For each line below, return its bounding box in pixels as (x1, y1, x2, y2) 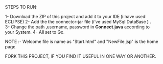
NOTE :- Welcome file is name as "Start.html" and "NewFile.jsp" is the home (5, 39, 159, 44)
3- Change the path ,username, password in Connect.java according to (5, 24, 150, 30)
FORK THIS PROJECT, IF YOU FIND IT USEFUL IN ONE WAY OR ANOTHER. (5, 53, 156, 59)
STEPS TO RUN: (5, 4, 38, 10)
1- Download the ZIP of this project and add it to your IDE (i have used (5, 14, 146, 19)
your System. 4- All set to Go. (5, 29, 65, 35)
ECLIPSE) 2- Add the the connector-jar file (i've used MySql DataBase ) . (5, 19, 152, 24)
